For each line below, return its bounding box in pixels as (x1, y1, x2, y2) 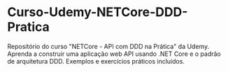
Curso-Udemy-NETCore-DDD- (7, 4, 188, 20)
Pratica (7, 19, 50, 35)
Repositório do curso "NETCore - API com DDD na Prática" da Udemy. (7, 42, 210, 50)
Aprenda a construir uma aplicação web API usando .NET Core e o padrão (7, 50, 222, 58)
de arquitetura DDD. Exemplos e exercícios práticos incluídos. (7, 57, 185, 65)
